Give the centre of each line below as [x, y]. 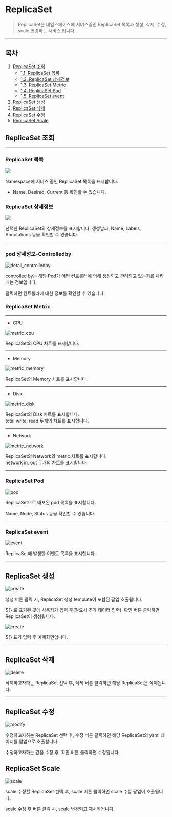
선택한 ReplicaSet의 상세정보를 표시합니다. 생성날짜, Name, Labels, [73, 228]
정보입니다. [26, 282]
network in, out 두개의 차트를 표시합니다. [47, 462]
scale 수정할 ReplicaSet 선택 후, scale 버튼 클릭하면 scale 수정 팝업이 [76, 791]
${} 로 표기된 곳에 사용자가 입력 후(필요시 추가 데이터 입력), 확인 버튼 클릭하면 [82, 610]
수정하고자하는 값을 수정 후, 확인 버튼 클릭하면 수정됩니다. [63, 752]
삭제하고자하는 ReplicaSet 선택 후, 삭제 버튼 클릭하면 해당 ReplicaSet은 [77, 683]
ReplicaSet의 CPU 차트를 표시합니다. [42, 343]
